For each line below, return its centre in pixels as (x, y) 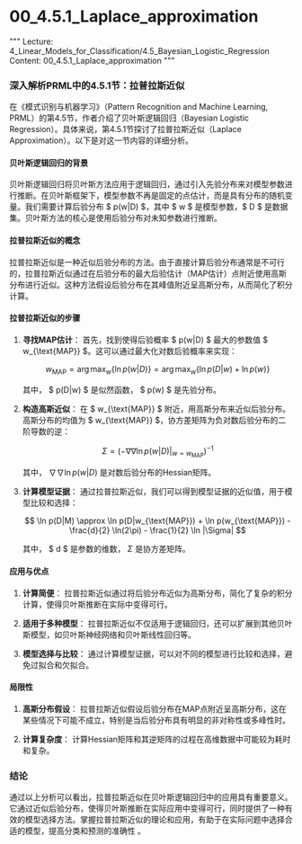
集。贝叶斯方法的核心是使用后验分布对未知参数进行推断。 (115, 218)
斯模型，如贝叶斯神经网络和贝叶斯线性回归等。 (109, 635)
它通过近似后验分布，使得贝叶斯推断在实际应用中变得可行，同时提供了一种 (147, 808)
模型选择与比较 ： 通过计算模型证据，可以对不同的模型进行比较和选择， (153, 653)
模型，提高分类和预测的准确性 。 (85, 831)
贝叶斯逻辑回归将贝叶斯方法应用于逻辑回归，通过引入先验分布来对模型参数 (147, 184)
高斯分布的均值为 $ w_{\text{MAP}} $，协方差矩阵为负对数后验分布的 (150, 420)
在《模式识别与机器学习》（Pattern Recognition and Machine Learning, (139, 107)
